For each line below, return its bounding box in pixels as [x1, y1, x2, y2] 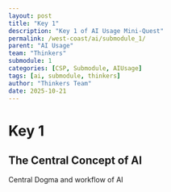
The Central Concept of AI [8, 153, 143, 167]
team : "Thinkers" [8, 49, 67, 57]
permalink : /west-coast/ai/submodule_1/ [8, 34, 147, 43]
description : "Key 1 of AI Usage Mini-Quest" [8, 27, 164, 35]
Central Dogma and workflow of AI [8, 175, 123, 185]
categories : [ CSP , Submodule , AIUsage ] [8, 65, 143, 73]
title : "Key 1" [8, 19, 60, 27]
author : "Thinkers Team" [8, 79, 92, 87]
